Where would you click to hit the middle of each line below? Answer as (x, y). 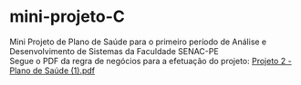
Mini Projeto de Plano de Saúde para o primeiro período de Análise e (138, 42)
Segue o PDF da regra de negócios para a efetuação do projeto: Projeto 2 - (150, 61)
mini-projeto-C (67, 17)
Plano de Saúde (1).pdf (52, 71)
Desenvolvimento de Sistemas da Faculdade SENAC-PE (114, 51)
